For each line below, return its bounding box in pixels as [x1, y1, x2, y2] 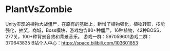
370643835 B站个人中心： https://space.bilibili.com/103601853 [5, 39, 139, 46]
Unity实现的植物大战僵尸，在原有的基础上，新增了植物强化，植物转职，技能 [5, 21, 165, 27]
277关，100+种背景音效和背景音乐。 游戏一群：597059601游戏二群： [5, 33, 153, 39]
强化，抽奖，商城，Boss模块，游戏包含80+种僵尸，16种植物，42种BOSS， [5, 27, 164, 33]
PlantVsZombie [5, 4, 73, 15]
